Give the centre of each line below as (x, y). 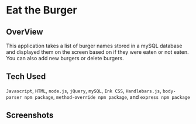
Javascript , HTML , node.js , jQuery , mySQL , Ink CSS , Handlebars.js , (84, 91)
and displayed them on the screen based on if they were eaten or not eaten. (97, 52)
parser (14, 97)
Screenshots (30, 116)
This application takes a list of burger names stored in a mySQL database (94, 46)
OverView (25, 32)
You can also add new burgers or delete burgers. (65, 58)
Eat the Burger (42, 10)
